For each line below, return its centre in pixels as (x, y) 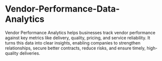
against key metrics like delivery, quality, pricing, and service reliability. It (78, 38)
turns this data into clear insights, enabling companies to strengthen (73, 43)
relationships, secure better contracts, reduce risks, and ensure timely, (75, 48)
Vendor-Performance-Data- (62, 9)
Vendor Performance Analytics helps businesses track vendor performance (80, 32)
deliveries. (30, 53)
